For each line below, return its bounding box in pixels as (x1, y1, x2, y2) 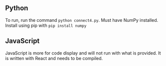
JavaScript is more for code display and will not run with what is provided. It (5, 50, 161, 56)
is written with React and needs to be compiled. (5, 55, 103, 61)
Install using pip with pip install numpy (5, 22, 87, 28)
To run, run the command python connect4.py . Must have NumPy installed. (5, 17, 159, 23)
